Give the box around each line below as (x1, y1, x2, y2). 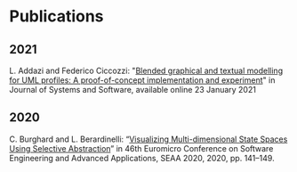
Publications (9, 6, 104, 27)
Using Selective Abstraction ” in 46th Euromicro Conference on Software (9, 143, 274, 153)
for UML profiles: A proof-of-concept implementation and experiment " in (9, 75, 276, 86)
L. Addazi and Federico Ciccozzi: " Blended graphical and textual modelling (9, 65, 283, 76)
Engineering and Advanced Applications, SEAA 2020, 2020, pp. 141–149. (9, 152, 275, 163)
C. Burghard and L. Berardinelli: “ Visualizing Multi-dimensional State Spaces (9, 134, 288, 144)
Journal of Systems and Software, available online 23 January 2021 (9, 85, 256, 94)
